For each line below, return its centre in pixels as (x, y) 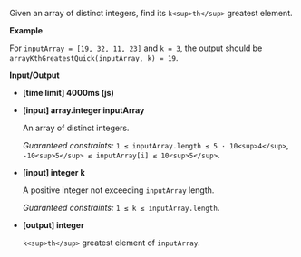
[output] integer (53, 225)
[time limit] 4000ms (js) (68, 93)
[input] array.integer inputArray (83, 110)
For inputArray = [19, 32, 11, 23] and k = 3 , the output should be (136, 48)
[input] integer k (54, 172)
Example (26, 30)
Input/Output (35, 75)
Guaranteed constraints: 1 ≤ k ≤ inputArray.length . (121, 208)
